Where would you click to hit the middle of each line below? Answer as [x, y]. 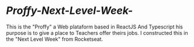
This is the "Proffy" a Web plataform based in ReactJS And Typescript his [94, 27]
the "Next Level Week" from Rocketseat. [55, 39]
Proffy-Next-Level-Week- [70, 11]
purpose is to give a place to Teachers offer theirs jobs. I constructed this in [97, 32]
